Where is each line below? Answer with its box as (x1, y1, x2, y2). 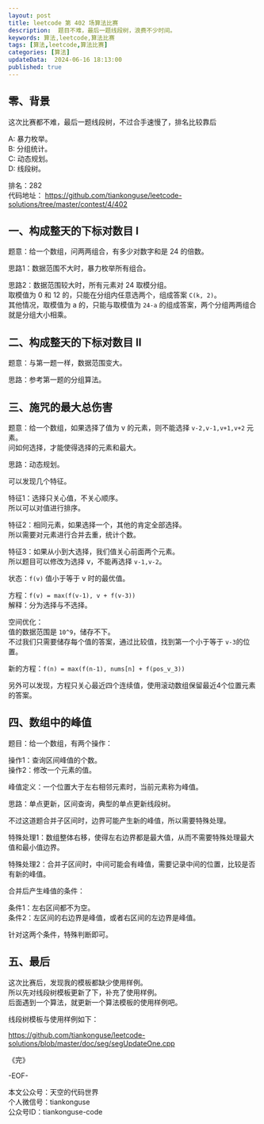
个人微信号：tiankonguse (8, 1097, 90, 1107)
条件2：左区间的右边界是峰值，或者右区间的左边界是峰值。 (8, 912, 201, 922)
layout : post (8, 11, 52, 20)
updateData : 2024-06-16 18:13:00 (8, 56, 123, 64)
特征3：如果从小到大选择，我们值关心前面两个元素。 (8, 547, 180, 556)
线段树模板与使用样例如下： (8, 1014, 99, 1023)
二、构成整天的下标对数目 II (8, 335, 142, 349)
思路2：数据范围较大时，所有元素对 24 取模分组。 (8, 281, 171, 290)
